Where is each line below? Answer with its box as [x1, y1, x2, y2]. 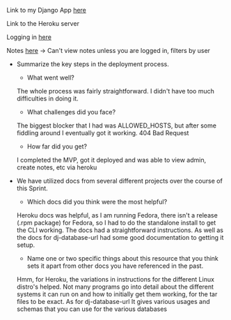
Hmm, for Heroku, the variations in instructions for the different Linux [16, 275, 215, 283]
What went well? [26, 73, 74, 82]
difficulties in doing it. [16, 94, 79, 102]
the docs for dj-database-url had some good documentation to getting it [16, 234, 224, 241]
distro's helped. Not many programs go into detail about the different [16, 282, 214, 291]
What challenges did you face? [26, 108, 116, 116]
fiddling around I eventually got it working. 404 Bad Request [16, 129, 189, 137]
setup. [16, 241, 35, 249]
